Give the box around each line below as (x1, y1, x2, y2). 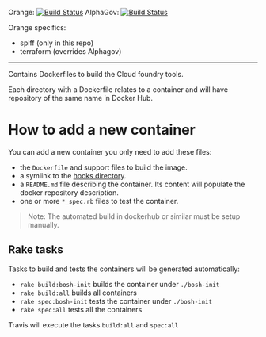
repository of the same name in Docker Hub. (8, 94, 153, 102)
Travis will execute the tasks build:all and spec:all (8, 320, 179, 329)
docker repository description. (19, 187, 119, 197)
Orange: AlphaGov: (8, 8, 120, 17)
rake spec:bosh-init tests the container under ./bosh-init (19, 296, 212, 305)
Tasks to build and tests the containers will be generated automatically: (8, 264, 240, 274)
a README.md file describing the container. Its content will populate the (19, 179, 245, 189)
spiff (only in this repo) (19, 38, 94, 48)
